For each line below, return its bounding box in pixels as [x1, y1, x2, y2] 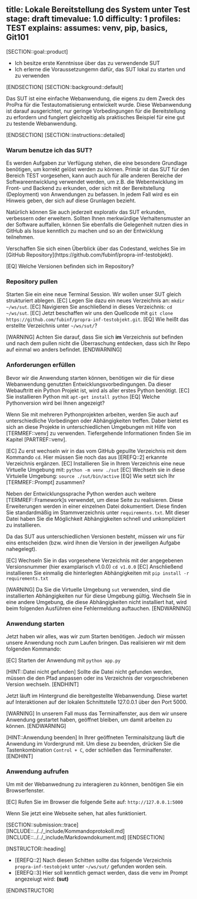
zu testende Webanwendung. [6, 120, 78, 127]
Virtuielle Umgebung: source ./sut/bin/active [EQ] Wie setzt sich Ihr [6, 472, 175, 480]
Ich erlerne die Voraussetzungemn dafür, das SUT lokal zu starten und [14, 65, 185, 73]
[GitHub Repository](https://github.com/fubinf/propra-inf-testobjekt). [6, 251, 173, 258]
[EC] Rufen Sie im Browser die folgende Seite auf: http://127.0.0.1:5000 [6, 799, 183, 806]
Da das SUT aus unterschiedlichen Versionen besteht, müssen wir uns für [6, 533, 185, 540]
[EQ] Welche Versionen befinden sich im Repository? [6, 263, 134, 270]
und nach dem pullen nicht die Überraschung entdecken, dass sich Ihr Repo [6, 340, 191, 347]
